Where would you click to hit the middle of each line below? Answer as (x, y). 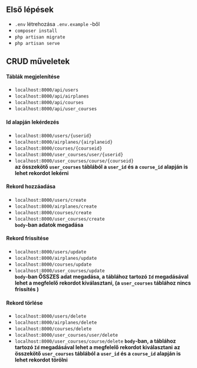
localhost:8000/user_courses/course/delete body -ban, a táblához (95, 341)
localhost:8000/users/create (50, 200)
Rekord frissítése (27, 238)
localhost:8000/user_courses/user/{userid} (69, 154)
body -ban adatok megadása (49, 225)
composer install (36, 31)
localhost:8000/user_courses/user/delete (66, 335)
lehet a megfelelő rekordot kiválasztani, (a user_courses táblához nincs (103, 283)
